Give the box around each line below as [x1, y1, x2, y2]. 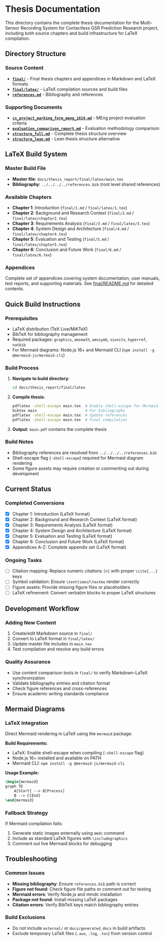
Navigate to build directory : [12, 376, 70, 382]
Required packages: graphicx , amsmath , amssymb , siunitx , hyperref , [12, 336, 147, 342]
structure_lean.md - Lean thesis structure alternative [12, 135, 120, 141]
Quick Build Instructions [5, 300, 81, 308]
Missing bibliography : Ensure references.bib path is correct [12, 880, 136, 887]
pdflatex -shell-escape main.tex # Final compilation [12, 417, 128, 422]
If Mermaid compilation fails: [5, 820, 63, 826]
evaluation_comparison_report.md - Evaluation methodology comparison [12, 125, 160, 131]
